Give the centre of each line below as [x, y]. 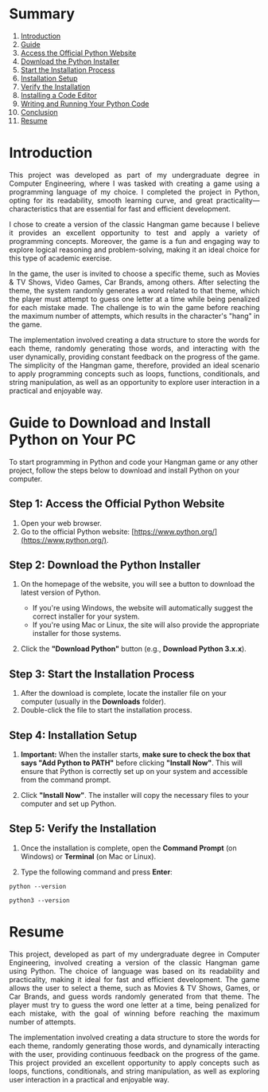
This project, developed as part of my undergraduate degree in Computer [134, 954]
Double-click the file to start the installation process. [106, 710]
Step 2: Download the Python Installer [105, 566]
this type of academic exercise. [60, 258]
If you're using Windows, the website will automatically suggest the [143, 608]
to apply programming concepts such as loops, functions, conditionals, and [134, 373]
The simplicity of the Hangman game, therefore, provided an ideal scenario [134, 365]
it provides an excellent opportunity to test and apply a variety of [134, 233]
